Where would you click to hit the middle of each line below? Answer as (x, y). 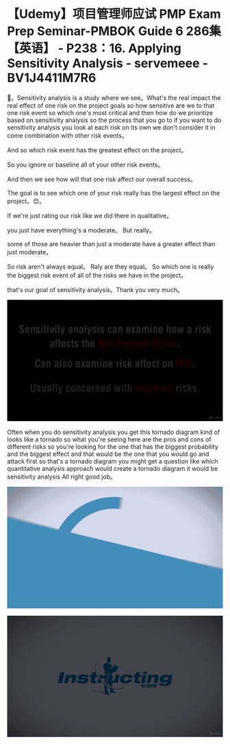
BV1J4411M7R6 (52, 78)
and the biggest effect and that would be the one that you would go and (108, 454)
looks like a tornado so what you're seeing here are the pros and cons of (110, 440)
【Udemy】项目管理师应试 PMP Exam (114, 14)
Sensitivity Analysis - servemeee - (108, 63)
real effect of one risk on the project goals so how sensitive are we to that (111, 105)
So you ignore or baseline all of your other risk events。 (86, 165)
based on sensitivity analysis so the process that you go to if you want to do (114, 120)
